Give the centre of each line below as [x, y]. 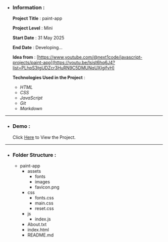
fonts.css [44, 197]
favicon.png [47, 187]
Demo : [21, 126]
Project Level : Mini [32, 28]
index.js [43, 219]
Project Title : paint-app [37, 19]
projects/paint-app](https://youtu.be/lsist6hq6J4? [64, 63]
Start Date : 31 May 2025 [38, 38]
